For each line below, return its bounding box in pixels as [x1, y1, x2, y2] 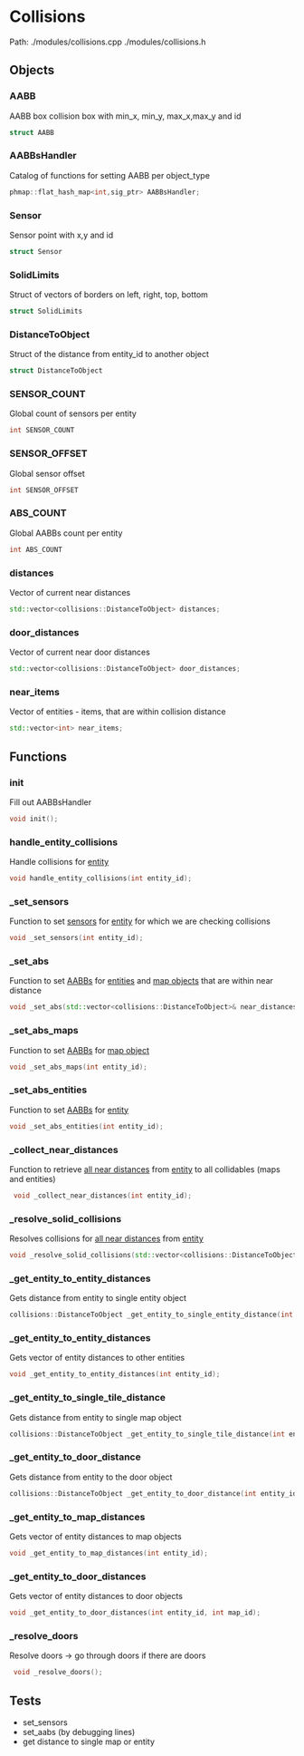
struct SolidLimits [9, 306, 83, 316]
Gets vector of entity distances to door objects [9, 1591, 184, 1602]
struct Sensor [9, 247, 63, 256]
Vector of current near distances [9, 587, 131, 597]
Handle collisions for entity [9, 857, 109, 868]
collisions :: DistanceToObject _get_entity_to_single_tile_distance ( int [9, 1430, 285, 1439]
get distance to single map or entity [22, 1736, 156, 1747]
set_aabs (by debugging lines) [22, 1727, 136, 1737]
